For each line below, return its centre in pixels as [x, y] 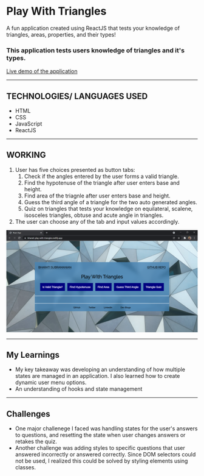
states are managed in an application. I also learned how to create [97, 376]
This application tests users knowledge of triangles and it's [96, 50]
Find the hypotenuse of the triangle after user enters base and [102, 183]
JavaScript [29, 124]
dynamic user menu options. [51, 383]
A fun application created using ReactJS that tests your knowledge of [93, 28]
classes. [25, 467]
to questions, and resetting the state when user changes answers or [100, 435]
